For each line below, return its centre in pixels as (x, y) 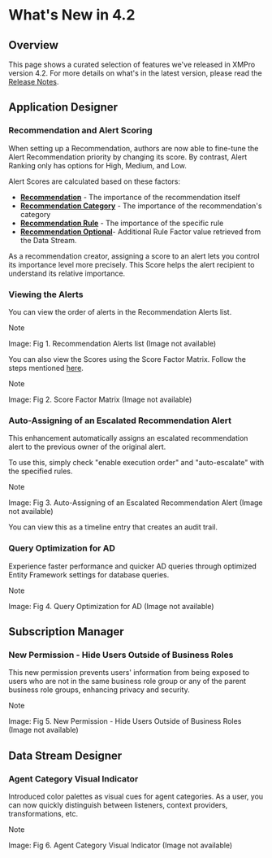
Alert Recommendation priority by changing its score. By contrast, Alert (128, 157)
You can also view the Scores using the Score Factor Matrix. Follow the (127, 359)
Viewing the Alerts (46, 294)
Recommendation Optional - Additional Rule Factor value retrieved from (140, 231)
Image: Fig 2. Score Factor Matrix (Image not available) (100, 399)
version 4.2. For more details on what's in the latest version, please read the (135, 73)
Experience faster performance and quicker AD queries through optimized (133, 566)
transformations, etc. (43, 813)
